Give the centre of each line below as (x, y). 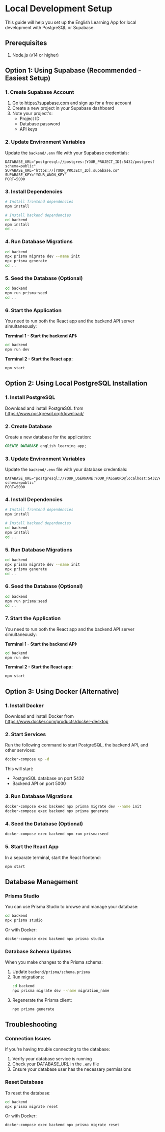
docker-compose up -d (27, 759)
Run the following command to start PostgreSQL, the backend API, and (77, 745)
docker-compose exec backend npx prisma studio (55, 938)
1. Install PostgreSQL (30, 397)
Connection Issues (28, 1039)
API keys (28, 129)
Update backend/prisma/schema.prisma (51, 972)
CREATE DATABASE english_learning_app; (46, 446)
